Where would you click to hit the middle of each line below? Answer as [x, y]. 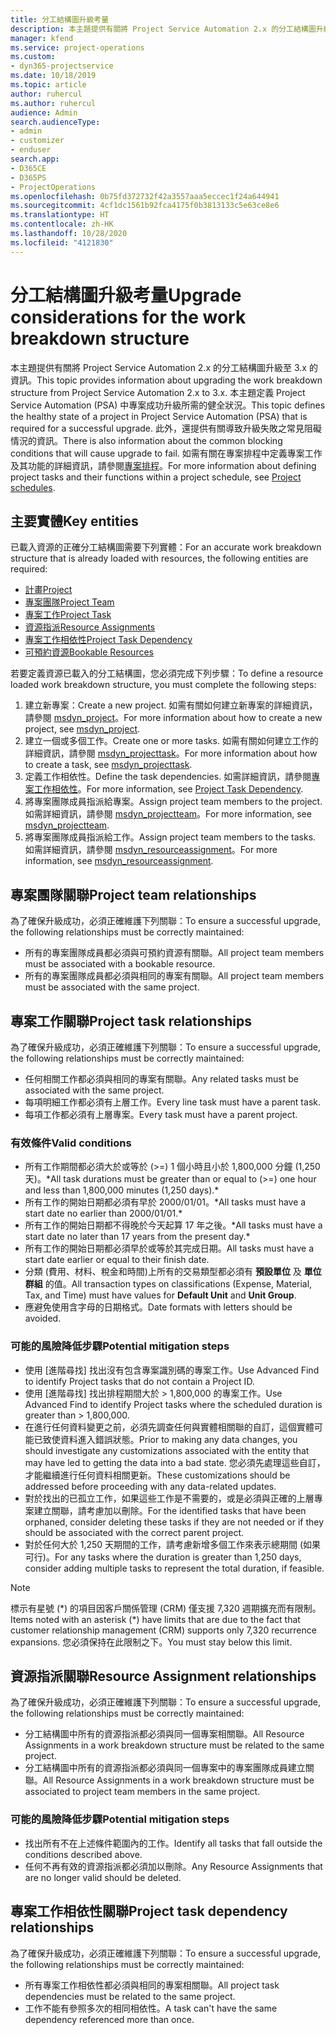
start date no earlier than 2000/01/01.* [103, 1213]
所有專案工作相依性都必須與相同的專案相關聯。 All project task [152, 1985]
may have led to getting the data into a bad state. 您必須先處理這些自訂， [175, 1462]
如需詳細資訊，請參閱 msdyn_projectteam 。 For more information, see [168, 814]
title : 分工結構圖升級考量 [60, 19]
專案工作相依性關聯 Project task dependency [149, 1911]
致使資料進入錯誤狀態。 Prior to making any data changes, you [170, 1439]
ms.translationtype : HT [60, 215]
